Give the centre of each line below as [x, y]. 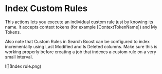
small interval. [19, 57]
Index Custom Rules [46, 8]
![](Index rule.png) [23, 66]
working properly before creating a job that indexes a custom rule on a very [81, 52]
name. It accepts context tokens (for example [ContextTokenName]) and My [81, 27]
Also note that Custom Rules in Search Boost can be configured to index [77, 41]
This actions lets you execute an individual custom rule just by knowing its [79, 22]
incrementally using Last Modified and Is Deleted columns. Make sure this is [81, 46]
